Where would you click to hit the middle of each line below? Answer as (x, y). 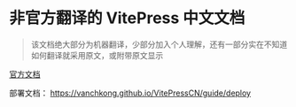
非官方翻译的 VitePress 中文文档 (127, 18)
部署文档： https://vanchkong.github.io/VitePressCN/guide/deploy (130, 93)
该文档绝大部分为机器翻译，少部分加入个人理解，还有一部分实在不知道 (159, 44)
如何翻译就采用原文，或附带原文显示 (97, 55)
